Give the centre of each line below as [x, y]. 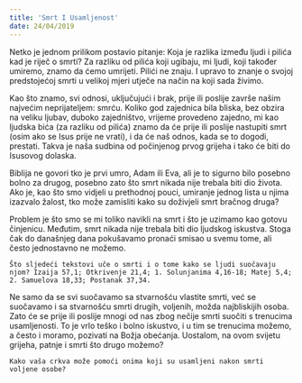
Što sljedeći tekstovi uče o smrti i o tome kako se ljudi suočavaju [143, 264]
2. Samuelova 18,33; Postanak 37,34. [80, 280]
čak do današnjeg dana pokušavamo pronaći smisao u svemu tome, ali [141, 238]
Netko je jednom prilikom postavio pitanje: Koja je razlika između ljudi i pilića [151, 51]
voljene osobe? [38, 369]
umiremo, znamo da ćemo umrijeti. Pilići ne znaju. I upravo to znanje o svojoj [151, 71]
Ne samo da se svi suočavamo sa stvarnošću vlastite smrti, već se [133, 296]
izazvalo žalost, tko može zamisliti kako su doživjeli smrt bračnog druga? [144, 201]
